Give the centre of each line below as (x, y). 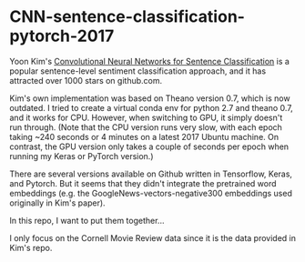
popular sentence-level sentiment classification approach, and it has (138, 71)
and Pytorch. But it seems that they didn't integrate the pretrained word (143, 183)
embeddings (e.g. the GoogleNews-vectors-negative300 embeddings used (151, 193)
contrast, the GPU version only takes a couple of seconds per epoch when (149, 146)
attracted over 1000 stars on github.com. (86, 80)
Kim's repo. (31, 247)
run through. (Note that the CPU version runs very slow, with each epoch (146, 127)
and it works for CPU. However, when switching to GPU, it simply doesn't (146, 117)
